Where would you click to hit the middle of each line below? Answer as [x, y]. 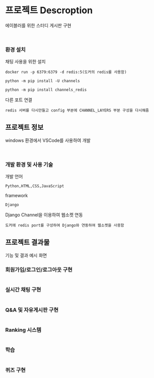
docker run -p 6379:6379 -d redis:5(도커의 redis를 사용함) [66, 72]
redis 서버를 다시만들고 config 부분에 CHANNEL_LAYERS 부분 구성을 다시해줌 [77, 110]
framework [17, 196]
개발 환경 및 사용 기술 [29, 164]
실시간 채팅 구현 [23, 290]
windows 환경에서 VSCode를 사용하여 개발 [48, 140]
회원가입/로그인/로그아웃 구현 [39, 270]
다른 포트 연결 [19, 100]
